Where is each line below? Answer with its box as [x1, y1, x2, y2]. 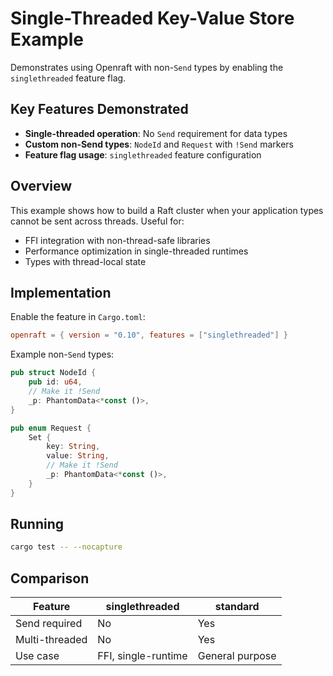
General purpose [197, 649, 277, 663]
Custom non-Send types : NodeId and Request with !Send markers [24, 138, 294, 150]
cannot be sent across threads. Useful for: [10, 215, 185, 227]
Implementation [10, 284, 112, 301]
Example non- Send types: [10, 348, 115, 361]
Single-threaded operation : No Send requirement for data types [24, 127, 288, 139]
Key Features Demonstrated [10, 101, 189, 118]
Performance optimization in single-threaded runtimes [24, 245, 249, 257]
